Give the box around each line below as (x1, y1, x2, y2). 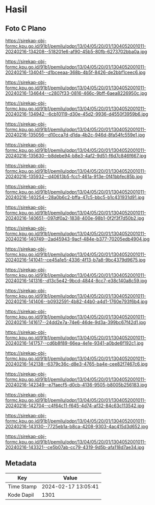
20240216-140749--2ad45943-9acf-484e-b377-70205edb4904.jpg (5, 236, 150, 242)
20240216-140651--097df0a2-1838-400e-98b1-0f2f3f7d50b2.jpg (5, 215, 144, 221)
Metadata (5, 459, 37, 468)
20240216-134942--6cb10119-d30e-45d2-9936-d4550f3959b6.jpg (5, 111, 148, 117)
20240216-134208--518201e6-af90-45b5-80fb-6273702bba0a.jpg (5, 49, 147, 54)
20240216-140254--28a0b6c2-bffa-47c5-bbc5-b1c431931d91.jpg (5, 194, 144, 200)
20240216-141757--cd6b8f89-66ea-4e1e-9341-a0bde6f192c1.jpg (5, 340, 144, 346)
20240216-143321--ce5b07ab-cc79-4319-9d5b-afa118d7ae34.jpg (5, 445, 144, 450)
